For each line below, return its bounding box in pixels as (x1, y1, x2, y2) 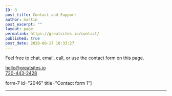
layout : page (5, 27, 33, 32)
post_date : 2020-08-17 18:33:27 (5, 41, 74, 46)
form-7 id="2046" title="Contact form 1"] (5, 80, 92, 86)
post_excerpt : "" (5, 21, 42, 27)
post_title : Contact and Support (5, 12, 77, 17)
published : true (5, 36, 40, 41)
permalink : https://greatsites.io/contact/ (5, 31, 100, 36)
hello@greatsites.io (5, 64, 46, 70)
